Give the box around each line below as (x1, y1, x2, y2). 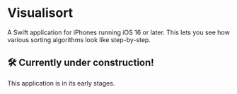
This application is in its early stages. (7, 79, 115, 87)
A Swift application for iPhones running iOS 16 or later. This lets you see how (7, 28, 230, 36)
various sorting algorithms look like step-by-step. (7, 35, 151, 43)
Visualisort (7, 5, 74, 21)
